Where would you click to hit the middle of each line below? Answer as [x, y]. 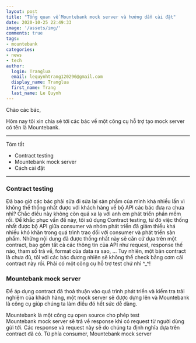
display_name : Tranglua [40, 83]
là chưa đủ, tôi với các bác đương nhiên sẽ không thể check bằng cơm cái [95, 258]
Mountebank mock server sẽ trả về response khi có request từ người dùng [95, 321]
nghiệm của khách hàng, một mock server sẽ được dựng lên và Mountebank [98, 298]
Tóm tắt [15, 144]
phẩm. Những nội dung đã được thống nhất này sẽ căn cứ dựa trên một [91, 239]
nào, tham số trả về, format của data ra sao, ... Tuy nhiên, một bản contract [96, 251]
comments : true [24, 33]
